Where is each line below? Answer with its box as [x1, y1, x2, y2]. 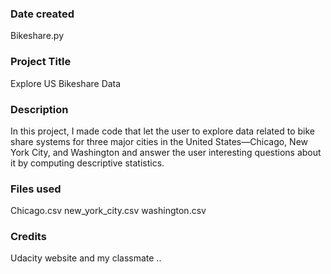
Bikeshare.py [10, 30, 65, 42]
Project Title [10, 55, 72, 69]
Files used [10, 182, 62, 196]
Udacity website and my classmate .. [10, 252, 162, 264]
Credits [10, 230, 47, 244]
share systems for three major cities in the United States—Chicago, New [10, 135, 309, 147]
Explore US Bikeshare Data [10, 77, 122, 89]
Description [10, 102, 69, 116]
